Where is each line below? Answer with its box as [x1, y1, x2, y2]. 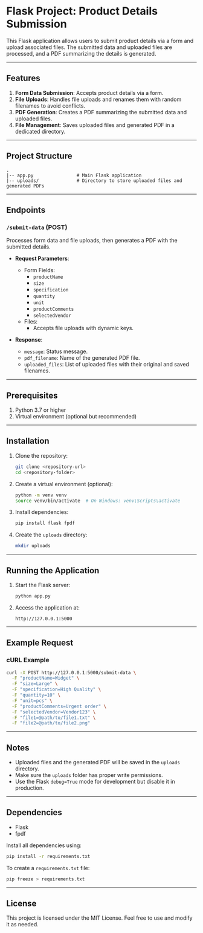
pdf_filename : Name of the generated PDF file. [24, 354, 140, 362]
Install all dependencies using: [6, 842, 82, 849]
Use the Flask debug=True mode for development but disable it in [14, 778, 175, 785]
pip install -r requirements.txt [6, 853, 91, 859]
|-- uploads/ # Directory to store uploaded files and [6, 177, 182, 184]
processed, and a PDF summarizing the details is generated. [6, 50, 156, 57]
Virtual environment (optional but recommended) [14, 413, 137, 420]
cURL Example [6, 656, 50, 665]
